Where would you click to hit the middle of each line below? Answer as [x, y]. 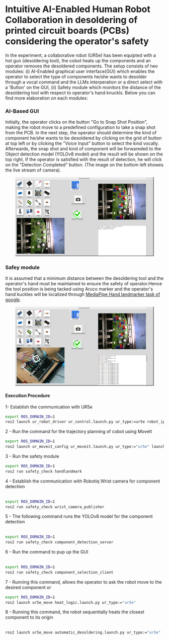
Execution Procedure [28, 395]
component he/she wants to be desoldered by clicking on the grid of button [83, 138]
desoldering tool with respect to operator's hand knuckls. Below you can [80, 93]
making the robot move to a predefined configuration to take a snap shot [80, 127]
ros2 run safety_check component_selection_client [59, 572]
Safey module [23, 268]
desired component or [28, 587]
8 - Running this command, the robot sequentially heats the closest [75, 612]
